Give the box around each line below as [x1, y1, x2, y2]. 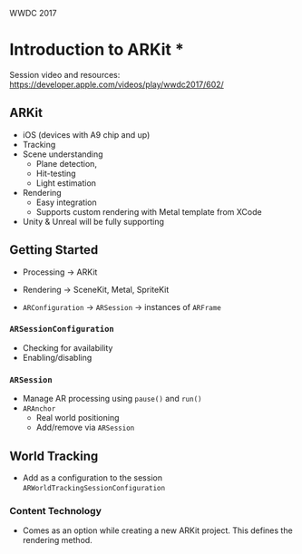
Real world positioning [35, 413, 120, 423]
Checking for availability [22, 342, 113, 353]
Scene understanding [22, 149, 103, 160]
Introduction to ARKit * [9, 40, 184, 60]
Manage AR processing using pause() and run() [22, 394, 202, 404]
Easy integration [35, 197, 97, 208]
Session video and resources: [9, 69, 121, 80]
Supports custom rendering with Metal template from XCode [35, 206, 262, 217]
